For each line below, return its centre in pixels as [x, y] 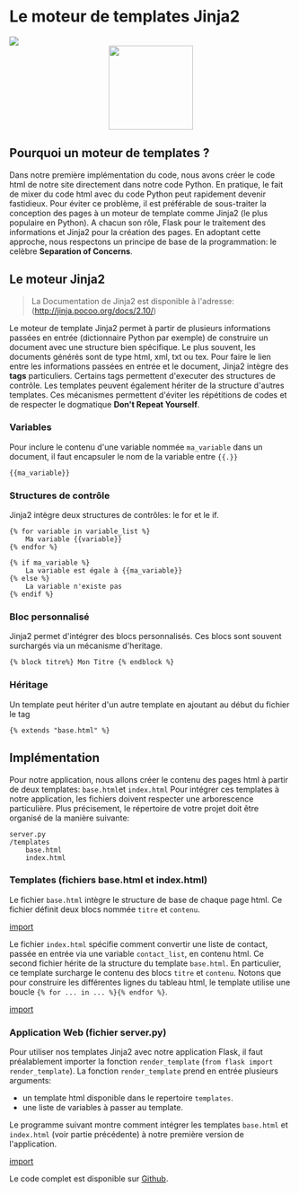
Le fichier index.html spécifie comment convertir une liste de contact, [138, 943]
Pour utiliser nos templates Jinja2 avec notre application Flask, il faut [136, 1052]
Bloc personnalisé [49, 617]
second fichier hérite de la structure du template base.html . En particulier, [145, 963]
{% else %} [30, 579]
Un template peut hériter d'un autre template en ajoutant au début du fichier [149, 704]
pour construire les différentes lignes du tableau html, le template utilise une [150, 982]
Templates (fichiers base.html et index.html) [109, 880]
